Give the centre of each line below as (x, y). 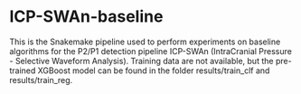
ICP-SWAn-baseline (86, 17)
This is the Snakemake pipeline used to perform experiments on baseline (145, 42)
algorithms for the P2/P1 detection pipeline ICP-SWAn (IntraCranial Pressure (150, 51)
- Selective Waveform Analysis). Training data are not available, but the (141, 61)
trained (23, 70)
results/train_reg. (41, 80)
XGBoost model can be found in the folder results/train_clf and (154, 70)
